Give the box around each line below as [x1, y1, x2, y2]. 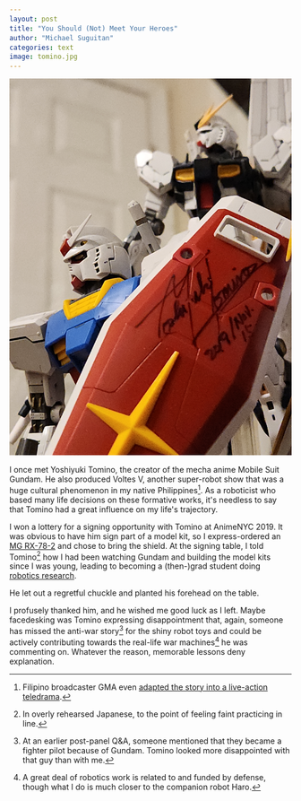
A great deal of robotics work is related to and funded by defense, [21, 771, 266, 782]
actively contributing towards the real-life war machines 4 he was [9, 635, 248, 648]
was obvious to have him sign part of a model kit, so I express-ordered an [9, 530, 281, 542]
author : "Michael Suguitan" [9, 33, 115, 42]
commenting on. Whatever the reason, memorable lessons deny [9, 646, 246, 657]
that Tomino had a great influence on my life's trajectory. [9, 503, 219, 515]
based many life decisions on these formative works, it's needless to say [9, 494, 278, 505]
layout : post [9, 14, 58, 23]
